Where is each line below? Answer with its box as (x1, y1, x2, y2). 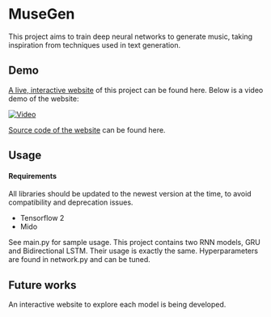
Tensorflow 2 (19, 213, 65, 223)
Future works (8, 278, 77, 292)
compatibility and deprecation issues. (8, 197, 133, 207)
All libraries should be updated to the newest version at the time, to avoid (8, 189, 252, 199)
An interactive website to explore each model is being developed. (8, 300, 227, 310)
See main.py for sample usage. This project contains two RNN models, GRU (8, 238, 261, 247)
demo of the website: (8, 94, 79, 104)
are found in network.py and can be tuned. (8, 255, 151, 264)
